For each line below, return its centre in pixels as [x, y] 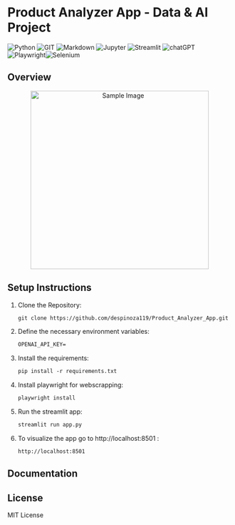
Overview [30, 77]
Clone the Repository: [49, 305]
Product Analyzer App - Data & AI [108, 12]
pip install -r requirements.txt [67, 372]
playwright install [47, 398]
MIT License [26, 515]
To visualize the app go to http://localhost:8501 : [88, 438]
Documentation [43, 474]
